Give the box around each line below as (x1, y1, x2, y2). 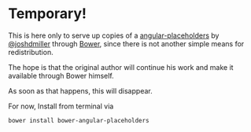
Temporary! (8, 5, 87, 23)
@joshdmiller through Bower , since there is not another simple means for (8, 38, 245, 48)
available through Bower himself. (8, 71, 114, 80)
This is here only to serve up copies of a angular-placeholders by (8, 31, 220, 40)
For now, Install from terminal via (8, 101, 114, 111)
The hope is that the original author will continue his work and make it (8, 62, 234, 71)
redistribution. (8, 47, 54, 57)
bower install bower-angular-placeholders (8, 116, 149, 124)
